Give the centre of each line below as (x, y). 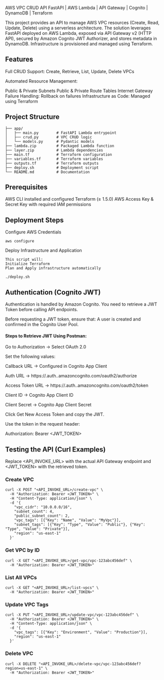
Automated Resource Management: (41, 81)
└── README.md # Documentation (48, 172)
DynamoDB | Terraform (29, 13)
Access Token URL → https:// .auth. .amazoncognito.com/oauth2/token (77, 385)
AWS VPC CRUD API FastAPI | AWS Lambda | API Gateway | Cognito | (77, 8)
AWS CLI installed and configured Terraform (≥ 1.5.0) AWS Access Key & (80, 199)
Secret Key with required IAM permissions (48, 205)
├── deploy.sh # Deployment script (52, 168)
